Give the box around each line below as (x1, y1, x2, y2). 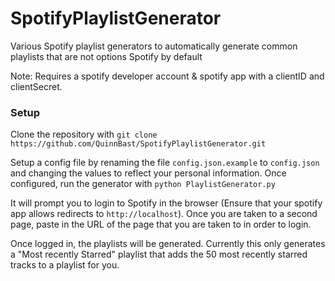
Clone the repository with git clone (10, 128, 158, 141)
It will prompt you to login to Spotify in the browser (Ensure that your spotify (10, 197, 323, 209)
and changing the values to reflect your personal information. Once (10, 167, 287, 179)
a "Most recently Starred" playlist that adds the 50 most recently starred (10, 248, 308, 261)
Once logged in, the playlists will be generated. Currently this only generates (10, 238, 326, 250)
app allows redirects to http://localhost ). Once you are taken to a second (10, 208, 318, 220)
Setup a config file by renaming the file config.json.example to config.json (10, 157, 320, 169)
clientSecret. (10, 80, 63, 92)
